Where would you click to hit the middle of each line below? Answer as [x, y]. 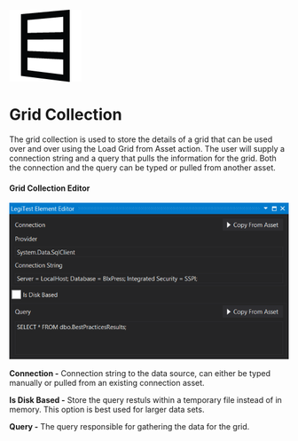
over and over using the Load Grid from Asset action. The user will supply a [147, 148]
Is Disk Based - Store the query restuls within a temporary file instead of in [145, 399]
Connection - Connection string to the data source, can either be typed [140, 373]
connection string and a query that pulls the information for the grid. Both [143, 158]
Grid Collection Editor [50, 188]
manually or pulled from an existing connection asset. [107, 382]
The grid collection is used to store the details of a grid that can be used [141, 139]
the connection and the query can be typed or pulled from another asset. [143, 167]
